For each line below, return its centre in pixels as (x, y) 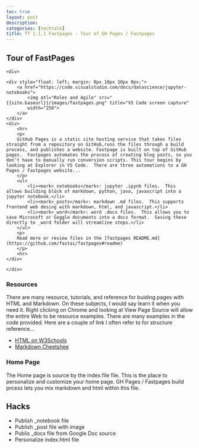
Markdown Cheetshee (42, 347)
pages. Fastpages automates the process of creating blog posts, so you (99, 155)
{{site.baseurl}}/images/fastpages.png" (57, 103)
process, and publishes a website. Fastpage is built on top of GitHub (96, 149)
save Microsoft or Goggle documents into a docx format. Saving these (96, 217)
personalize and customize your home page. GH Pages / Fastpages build (95, 381)
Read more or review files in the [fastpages (74, 238)
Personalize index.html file (47, 440)
